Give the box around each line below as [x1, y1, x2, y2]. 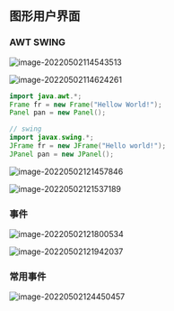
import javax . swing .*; [9, 133, 94, 142]
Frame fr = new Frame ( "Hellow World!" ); [9, 100, 163, 109]
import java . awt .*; [9, 91, 83, 101]
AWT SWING [9, 36, 65, 49]
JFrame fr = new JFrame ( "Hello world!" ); [9, 142, 167, 151]
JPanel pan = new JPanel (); [9, 150, 115, 159]
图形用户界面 [9, 8, 81, 24]
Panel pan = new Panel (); [9, 108, 106, 117]
